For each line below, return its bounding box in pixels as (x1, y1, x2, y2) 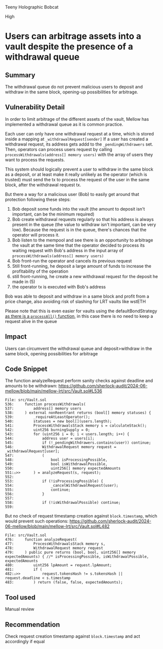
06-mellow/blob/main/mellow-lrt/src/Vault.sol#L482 (5, 523, 110, 529)
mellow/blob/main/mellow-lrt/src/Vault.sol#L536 (5, 388, 102, 394)
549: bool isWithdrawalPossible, (5, 462, 108, 467)
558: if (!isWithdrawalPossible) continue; (5, 500, 121, 505)
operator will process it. (12, 232, 60, 238)
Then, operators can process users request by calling (5, 146, 113, 152)
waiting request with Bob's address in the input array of (12, 247, 124, 253)
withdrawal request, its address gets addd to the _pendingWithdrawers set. (5, 141, 153, 147)
